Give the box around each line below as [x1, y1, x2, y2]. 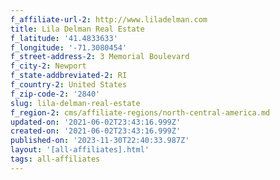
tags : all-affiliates [10, 154, 101, 164]
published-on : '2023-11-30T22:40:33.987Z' [10, 136, 190, 146]
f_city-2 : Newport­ [10, 61, 87, 71]
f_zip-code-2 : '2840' [10, 89, 101, 99]
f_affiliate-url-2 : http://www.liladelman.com [10, 14, 208, 25]
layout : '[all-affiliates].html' [10, 145, 150, 155]
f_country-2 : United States [10, 80, 128, 90]
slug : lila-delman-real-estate [10, 98, 141, 108]
